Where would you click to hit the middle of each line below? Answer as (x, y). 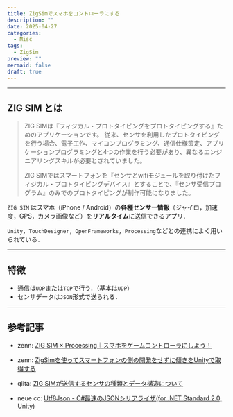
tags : (15, 46)
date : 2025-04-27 (32, 26)
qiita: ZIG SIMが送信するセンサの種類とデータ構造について (100, 383)
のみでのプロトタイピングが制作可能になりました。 (121, 193)
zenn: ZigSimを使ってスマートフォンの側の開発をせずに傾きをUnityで (116, 360)
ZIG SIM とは (35, 108)
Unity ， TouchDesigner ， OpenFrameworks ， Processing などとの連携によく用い (115, 231)
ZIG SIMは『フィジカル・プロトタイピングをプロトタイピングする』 (120, 126)
